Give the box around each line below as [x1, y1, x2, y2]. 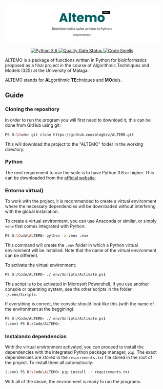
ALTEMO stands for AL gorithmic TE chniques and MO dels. [5, 77, 122, 83]
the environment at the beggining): [5, 306, 75, 312]
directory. [5, 146, 24, 152]
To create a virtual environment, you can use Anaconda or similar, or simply [5, 218, 157, 224]
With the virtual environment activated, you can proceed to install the [5, 344, 144, 350]
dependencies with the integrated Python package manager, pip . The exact [5, 349, 157, 355]
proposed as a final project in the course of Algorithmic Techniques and [5, 62, 149, 68]
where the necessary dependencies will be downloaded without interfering [5, 204, 156, 209]
